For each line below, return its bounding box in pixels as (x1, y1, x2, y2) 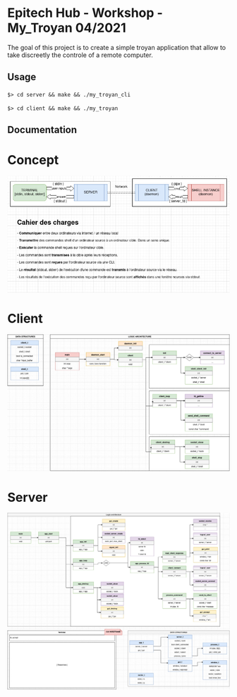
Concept (7, 152, 59, 168)
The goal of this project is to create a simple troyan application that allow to (7, 43, 226, 51)
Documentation (7, 124, 78, 136)
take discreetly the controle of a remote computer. (7, 51, 153, 59)
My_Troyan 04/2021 (7, 20, 127, 36)
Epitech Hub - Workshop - (7, 5, 164, 21)
